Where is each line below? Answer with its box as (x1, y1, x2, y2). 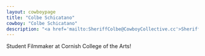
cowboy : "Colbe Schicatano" (6, 20, 78, 26)
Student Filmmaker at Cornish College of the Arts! (6, 43, 132, 50)
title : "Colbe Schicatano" (6, 15, 75, 21)
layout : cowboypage (6, 9, 56, 15)
